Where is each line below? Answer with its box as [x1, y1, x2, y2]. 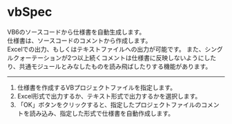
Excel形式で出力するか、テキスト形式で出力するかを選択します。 [17, 92, 202, 100]
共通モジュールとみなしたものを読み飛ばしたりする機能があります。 [19, 62, 212, 70]
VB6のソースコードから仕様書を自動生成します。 [7, 28, 146, 36]
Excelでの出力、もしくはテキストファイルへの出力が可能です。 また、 [7, 45, 205, 53]
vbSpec [7, 4, 52, 20]
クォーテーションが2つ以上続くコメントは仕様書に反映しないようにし [12, 53, 211, 62]
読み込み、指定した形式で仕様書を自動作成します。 [29, 109, 175, 117]
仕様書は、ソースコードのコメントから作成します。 [7, 36, 152, 45]
